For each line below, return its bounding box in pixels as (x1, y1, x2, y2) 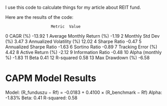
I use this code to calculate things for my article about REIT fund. (5, 5, 141, 10)
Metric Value (50, 24, 81, 29)
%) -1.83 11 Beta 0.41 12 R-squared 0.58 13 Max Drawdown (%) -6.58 (5, 55, 150, 61)
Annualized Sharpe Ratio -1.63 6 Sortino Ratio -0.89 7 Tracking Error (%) (5, 44, 158, 50)
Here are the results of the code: (5, 14, 74, 20)
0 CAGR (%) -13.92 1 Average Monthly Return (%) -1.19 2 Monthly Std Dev (5, 33, 160, 39)
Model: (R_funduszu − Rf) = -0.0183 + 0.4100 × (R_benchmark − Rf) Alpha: (5, 89, 162, 95)
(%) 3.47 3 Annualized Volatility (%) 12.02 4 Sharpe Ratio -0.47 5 (5, 38, 142, 44)
